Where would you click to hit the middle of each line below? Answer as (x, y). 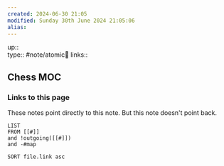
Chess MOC (34, 77)
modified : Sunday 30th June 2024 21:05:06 (71, 21)
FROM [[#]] (23, 132)
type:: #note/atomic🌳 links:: (48, 55)
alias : (17, 27)
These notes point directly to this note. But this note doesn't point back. (112, 113)
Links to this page (38, 97)
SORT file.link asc (36, 157)
